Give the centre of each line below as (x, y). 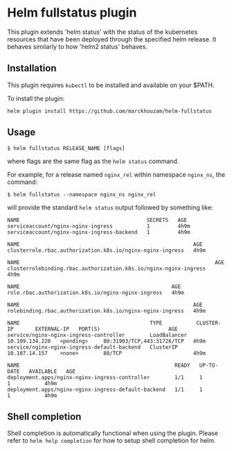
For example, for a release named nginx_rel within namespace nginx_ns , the (116, 174)
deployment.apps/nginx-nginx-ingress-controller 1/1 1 (105, 377)
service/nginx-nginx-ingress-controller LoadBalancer (97, 335)
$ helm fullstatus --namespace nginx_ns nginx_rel (82, 194)
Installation (32, 68)
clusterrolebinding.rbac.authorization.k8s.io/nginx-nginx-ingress (107, 268)
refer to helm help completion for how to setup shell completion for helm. (111, 441)
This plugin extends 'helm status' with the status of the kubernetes (102, 32)
